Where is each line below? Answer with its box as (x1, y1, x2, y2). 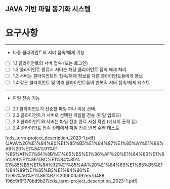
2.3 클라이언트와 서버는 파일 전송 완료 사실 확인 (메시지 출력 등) (12, 118, 138, 124)
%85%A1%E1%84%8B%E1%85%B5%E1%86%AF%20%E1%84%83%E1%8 (5, 151, 164, 157)
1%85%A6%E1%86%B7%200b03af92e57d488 (5, 172, 105, 178)
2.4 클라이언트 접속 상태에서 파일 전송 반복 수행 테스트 (12, 125, 120, 131)
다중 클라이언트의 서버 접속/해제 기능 (12, 50, 85, 56)
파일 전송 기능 (12, 95, 40, 101)
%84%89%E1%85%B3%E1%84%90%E (5, 167, 90, 173)
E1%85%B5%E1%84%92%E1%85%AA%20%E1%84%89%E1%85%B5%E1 (5, 162, 163, 168)
